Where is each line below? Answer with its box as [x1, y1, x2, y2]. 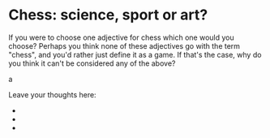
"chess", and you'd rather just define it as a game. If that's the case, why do [8, 50, 262, 59]
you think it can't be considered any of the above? [8, 58, 176, 68]
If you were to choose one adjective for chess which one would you [8, 32, 235, 42]
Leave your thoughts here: [8, 89, 96, 99]
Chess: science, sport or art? [8, 6, 208, 24]
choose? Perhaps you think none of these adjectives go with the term [8, 41, 241, 50]
